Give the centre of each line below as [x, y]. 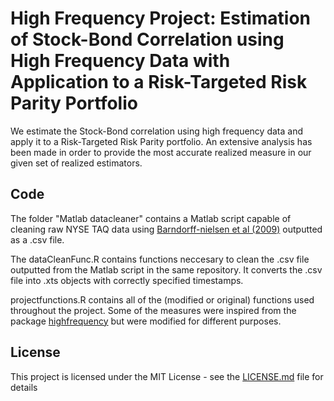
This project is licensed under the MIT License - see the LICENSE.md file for [167, 376]
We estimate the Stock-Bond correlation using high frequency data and [156, 131]
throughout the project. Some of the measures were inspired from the [153, 310]
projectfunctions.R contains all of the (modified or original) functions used [162, 299]
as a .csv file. [37, 239]
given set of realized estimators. [76, 163]
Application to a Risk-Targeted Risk [159, 82]
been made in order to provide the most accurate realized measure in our [161, 152]
